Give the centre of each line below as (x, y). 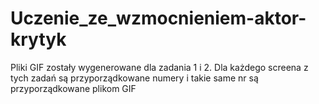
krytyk (38, 39)
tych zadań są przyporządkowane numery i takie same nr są (134, 78)
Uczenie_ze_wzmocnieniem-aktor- (158, 18)
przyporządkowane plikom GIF (73, 88)
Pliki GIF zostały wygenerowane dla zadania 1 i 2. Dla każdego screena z (159, 67)
